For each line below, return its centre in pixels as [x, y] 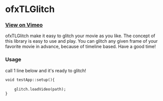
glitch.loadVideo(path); [40, 89]
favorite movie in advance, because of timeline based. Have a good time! [80, 47]
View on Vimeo [24, 25]
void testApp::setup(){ [30, 80]
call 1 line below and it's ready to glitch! [46, 70]
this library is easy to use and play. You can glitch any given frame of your [81, 41]
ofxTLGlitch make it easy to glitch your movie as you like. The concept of [80, 36]
